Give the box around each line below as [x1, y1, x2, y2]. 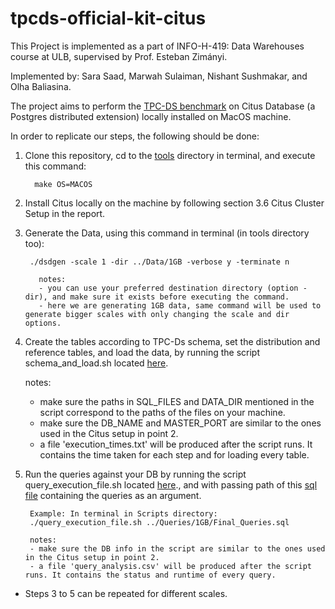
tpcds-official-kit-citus [10, 7, 207, 30]
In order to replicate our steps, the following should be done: [10, 130, 260, 142]
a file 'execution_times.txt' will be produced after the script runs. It [39, 438, 313, 450]
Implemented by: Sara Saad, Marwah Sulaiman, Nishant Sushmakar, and [10, 70, 308, 82]
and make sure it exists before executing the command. [51, 292, 290, 302]
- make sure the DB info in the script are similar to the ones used [29, 543, 326, 554]
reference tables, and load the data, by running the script [24, 346, 260, 358]
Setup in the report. [24, 207, 106, 219]
